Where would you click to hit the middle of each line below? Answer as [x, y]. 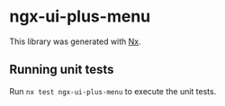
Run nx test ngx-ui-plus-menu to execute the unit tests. [113, 91]
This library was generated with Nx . [75, 41]
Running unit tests [62, 70]
